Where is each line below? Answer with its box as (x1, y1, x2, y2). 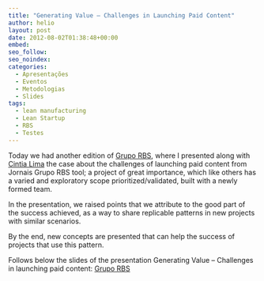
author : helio (8, 19, 55, 27)
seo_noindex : (8, 56, 51, 64)
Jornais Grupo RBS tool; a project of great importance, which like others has (8, 167, 257, 177)
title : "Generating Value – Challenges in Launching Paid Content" (8, 11, 236, 20)
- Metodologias (15, 84, 66, 93)
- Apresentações (15, 70, 69, 78)
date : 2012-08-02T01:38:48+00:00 (8, 33, 119, 42)
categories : (8, 63, 47, 71)
